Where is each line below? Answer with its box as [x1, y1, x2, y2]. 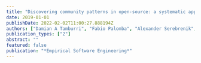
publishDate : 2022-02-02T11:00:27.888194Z [6, 20, 114, 26]
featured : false [6, 43, 47, 49]
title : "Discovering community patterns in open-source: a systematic [6, 8, 186, 15]
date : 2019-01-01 [6, 14, 50, 20]
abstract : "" [6, 37, 39, 43]
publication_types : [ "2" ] [6, 31, 71, 37]
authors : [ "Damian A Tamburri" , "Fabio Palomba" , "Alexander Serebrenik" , [6, 25, 197, 32]
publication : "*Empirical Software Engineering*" [6, 48, 133, 54]
